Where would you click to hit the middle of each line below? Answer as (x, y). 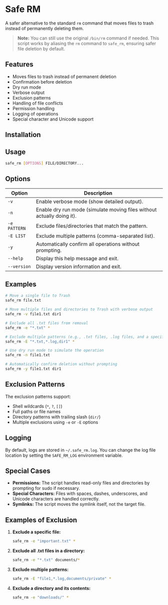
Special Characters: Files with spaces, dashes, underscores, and (80, 493)
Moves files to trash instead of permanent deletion (64, 77)
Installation (23, 135)
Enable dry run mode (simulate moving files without (96, 210)
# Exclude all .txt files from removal (47, 323)
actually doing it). (56, 216)
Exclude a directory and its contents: (51, 588)
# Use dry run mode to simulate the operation (54, 351)
